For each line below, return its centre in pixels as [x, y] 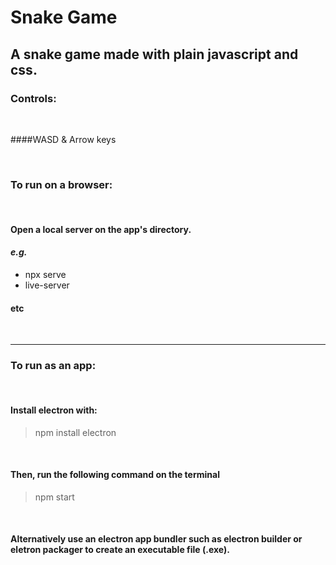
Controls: [33, 98]
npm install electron [75, 432]
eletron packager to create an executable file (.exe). [120, 550]
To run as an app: [53, 366]
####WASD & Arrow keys [63, 139]
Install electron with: [54, 410]
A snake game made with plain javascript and [154, 54]
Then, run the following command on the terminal [115, 475]
